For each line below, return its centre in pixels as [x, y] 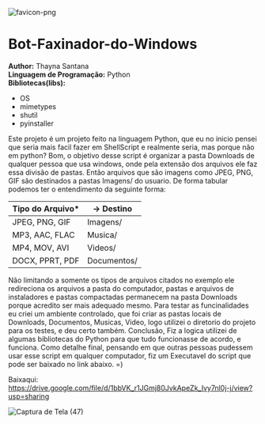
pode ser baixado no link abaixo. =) [66, 364]
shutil [28, 115]
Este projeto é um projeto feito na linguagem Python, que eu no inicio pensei [132, 138]
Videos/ [101, 248]
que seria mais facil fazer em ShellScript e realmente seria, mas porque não [131, 147]
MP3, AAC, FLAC [44, 235]
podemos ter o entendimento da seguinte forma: [87, 189]
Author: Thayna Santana [49, 66]
